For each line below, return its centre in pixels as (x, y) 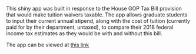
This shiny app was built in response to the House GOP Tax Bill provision (94, 9)
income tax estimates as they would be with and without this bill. (84, 33)
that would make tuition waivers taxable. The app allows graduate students (97, 15)
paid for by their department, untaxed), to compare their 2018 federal (90, 27)
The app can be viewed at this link (48, 45)
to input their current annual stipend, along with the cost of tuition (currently (98, 21)
